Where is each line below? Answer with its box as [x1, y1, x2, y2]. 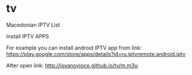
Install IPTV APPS [6, 32, 49, 40]
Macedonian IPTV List [6, 21, 60, 28]
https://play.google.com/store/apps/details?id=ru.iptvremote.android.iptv [6, 50, 186, 57]
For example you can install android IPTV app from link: [6, 44, 142, 51]
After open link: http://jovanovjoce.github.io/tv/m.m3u [6, 61, 138, 69]
